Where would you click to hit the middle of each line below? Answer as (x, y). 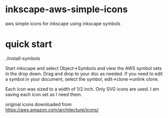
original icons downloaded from (39, 104)
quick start (29, 44)
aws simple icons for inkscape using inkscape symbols (63, 23)
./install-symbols (23, 58)
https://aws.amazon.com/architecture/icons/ (52, 110)
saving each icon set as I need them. (44, 94)
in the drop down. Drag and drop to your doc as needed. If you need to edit (84, 74)
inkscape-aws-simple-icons (67, 9)
